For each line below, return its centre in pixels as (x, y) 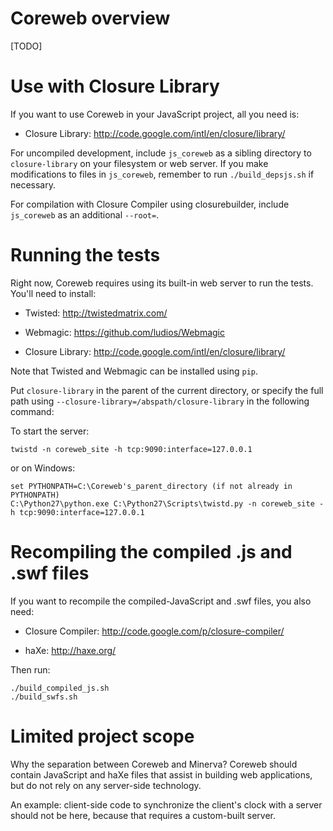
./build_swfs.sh (44, 697)
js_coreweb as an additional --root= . (85, 214)
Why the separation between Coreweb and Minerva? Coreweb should (154, 764)
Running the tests (85, 255)
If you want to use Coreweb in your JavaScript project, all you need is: (155, 114)
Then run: (30, 669)
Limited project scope (102, 736)
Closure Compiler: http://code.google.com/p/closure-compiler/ (154, 631)
